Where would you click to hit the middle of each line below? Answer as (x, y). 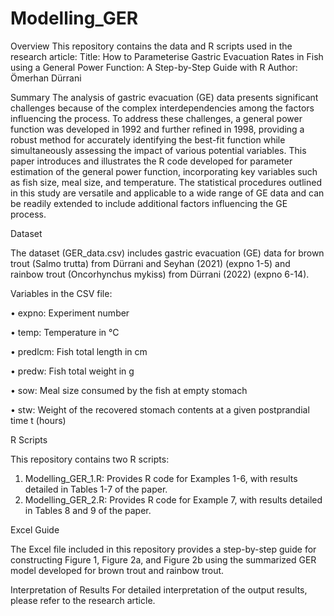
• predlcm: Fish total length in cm (79, 351)
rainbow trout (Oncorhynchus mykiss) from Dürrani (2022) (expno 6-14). (160, 274)
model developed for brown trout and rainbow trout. (117, 570)
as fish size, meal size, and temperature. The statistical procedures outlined (166, 182)
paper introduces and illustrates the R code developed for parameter (151, 161)
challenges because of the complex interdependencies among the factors (162, 108)
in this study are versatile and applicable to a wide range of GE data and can (167, 193)
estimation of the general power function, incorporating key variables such (164, 171)
